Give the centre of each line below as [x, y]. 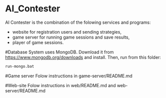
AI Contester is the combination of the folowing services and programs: [78, 22]
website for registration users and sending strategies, [67, 32]
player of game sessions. [38, 42]
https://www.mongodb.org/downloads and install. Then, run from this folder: [83, 57]
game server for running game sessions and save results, [71, 37]
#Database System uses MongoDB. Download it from [59, 52]
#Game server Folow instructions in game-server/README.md [69, 76]
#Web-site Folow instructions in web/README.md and [60, 85]
